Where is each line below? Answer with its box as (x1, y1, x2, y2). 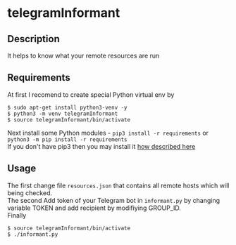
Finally (7, 211, 27, 219)
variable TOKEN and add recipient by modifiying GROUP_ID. (7, 204, 182, 212)
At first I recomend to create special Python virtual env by (7, 90, 175, 99)
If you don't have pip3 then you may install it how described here (7, 142, 196, 150)
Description (7, 33, 60, 45)
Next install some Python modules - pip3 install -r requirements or (7, 128, 209, 137)
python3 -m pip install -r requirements (7, 135, 128, 143)
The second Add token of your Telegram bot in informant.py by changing (7, 196, 221, 204)
